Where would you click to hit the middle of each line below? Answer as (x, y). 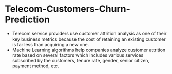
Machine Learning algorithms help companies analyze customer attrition (89, 50)
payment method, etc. (36, 66)
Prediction (27, 20)
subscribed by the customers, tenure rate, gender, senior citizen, (81, 60)
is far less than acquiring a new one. (51, 44)
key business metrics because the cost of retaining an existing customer (89, 39)
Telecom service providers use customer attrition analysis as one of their (89, 33)
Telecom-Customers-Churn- (68, 9)
